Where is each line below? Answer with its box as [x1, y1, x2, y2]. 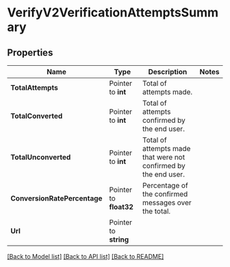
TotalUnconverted [10, 152, 71, 162]
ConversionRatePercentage [10, 194, 103, 203]
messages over [142, 198, 192, 207]
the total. [142, 207, 171, 216]
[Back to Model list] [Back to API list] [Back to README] [7, 253, 164, 260]
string [109, 235, 129, 244]
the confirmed [142, 189, 188, 198]
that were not [142, 152, 186, 162]
